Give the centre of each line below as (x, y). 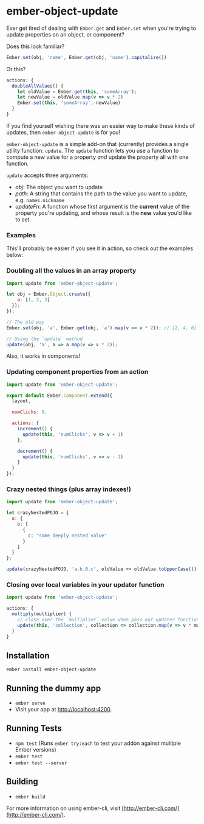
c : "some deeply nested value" (68, 536)
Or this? (16, 69)
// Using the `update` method (45, 339)
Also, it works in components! (43, 356)
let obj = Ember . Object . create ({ (49, 294)
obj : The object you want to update (59, 187)
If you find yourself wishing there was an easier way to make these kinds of (101, 125)
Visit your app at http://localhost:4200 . (63, 710)
